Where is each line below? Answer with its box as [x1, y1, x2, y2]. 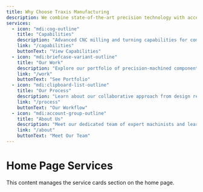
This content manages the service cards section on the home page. [6, 179, 175, 186]
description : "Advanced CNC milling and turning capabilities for [17, 37, 188, 43]
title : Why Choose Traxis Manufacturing [6, 8, 110, 15]
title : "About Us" [17, 116, 63, 122]
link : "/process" [17, 99, 61, 105]
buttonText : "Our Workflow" [17, 104, 88, 111]
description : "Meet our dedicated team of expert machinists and [17, 122, 185, 128]
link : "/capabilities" [17, 43, 74, 49]
